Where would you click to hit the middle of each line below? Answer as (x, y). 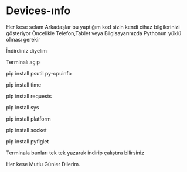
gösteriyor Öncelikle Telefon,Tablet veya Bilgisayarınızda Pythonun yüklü (94, 33)
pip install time (24, 85)
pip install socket (26, 130)
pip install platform (28, 119)
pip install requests (29, 96)
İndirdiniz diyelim (27, 50)
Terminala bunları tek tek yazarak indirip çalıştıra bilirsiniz (75, 153)
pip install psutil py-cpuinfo (39, 73)
